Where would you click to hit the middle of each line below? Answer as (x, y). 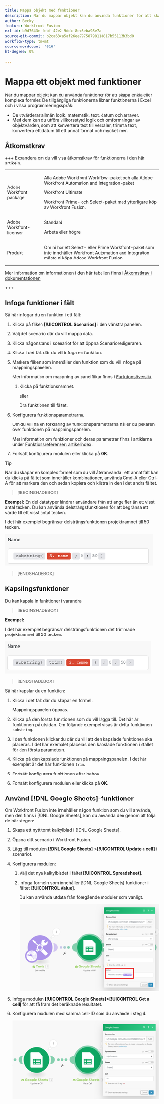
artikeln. (13, 163)
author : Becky (20, 21)
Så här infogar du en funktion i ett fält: (43, 315)
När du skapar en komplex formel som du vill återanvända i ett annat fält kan (82, 472)
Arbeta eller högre (62, 232)
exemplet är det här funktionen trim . (49, 764)
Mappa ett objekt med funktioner (73, 82)
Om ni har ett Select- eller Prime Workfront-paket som (99, 247)
